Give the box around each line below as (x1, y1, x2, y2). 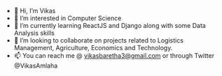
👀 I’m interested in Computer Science (13, 14, 122, 22)
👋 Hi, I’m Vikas (13, 7, 56, 15)
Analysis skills (13, 29, 55, 37)
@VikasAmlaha (13, 61, 58, 70)
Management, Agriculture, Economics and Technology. (13, 44, 173, 52)
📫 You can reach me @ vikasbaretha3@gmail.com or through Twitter (13, 52, 215, 59)
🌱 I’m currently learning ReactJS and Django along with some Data (13, 22, 207, 29)
